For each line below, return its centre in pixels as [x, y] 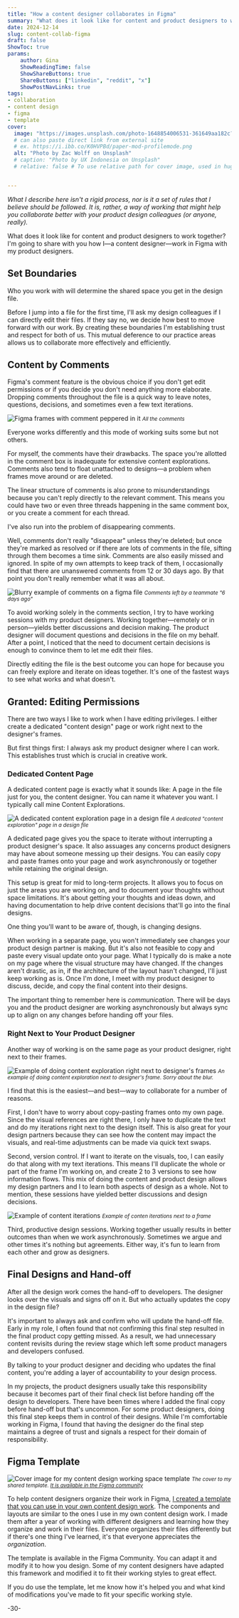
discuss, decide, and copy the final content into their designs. [98, 986]
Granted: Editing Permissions [74, 702]
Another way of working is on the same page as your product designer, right [119, 1049]
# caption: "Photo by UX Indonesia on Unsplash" [87, 160]
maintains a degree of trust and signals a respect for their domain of [107, 1432]
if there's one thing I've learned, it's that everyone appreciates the [104, 1537]
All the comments [163, 419]
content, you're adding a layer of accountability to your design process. [112, 1372]
